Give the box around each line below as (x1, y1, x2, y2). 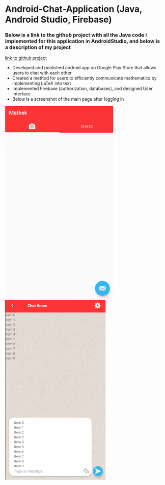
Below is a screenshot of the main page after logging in (12, 96, 124, 102)
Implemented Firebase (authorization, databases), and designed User (12, 85, 153, 92)
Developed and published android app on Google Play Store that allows (12, 65, 157, 71)
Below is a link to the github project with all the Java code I (5, 32, 147, 39)
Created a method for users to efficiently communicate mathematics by (12, 75, 157, 81)
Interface (12, 91, 31, 97)
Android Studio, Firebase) (5, 14, 112, 25)
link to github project (5, 55, 47, 61)
